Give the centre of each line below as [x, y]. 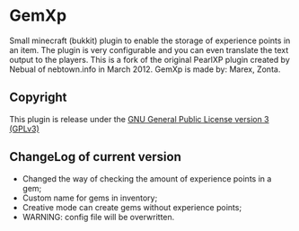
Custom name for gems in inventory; [90, 198]
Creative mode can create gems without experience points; [132, 207]
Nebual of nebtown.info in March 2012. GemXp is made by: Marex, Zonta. [145, 69]
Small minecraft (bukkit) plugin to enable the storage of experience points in [150, 40]
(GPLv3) [25, 129]
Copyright [38, 98]
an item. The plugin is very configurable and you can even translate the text [149, 49]
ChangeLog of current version [95, 157]
